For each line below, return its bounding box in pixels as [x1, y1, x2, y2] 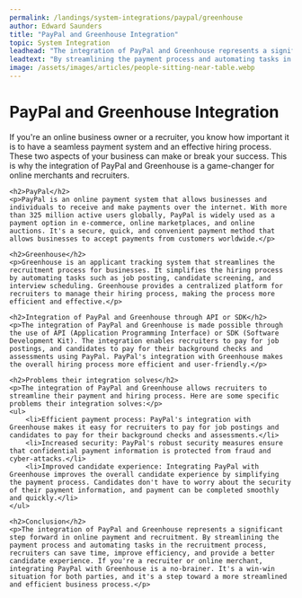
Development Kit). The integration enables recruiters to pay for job [9, 336, 280, 346]
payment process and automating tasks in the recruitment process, [9, 541, 268, 550]
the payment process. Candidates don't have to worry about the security [9, 478, 292, 487]
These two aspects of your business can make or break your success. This [9, 150, 288, 162]
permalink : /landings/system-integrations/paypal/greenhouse [9, 13, 244, 22]
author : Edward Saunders [9, 22, 102, 31]
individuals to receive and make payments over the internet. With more [9, 203, 288, 212]
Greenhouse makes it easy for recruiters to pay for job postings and [9, 423, 280, 432]
